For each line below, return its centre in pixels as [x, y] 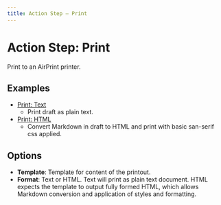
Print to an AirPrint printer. [44, 67]
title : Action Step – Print [47, 13]
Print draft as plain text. [60, 112]
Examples [28, 88]
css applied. [44, 134]
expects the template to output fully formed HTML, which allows [108, 187]
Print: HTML [34, 119]
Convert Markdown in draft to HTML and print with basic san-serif [121, 127]
